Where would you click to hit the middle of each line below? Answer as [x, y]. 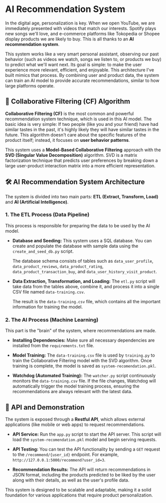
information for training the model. [48, 307]
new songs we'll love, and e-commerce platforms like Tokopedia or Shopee [83, 33]
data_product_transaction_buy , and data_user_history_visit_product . [84, 271]
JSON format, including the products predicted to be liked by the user [84, 475]
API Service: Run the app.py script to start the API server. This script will [87, 434]
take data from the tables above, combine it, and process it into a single [86, 286]
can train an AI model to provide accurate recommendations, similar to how [82, 80]
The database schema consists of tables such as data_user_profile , [83, 261]
